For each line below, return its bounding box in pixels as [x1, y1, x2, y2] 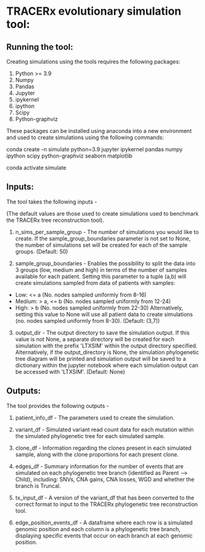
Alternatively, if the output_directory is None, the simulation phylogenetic [15, 348, 199, 356]
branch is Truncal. [15, 482, 61, 490]
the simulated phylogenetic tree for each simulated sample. [15, 432, 165, 439]
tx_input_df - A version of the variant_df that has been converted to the [15, 494, 195, 501]
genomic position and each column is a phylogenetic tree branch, [15, 525, 181, 532]
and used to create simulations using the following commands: [6, 134, 164, 141]
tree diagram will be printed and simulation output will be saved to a [15, 355, 187, 362]
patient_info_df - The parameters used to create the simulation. [15, 414, 175, 421]
